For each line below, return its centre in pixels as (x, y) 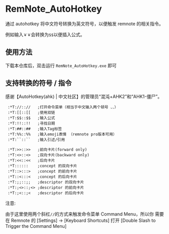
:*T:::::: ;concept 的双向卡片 (43, 166)
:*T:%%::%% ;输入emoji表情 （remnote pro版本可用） (62, 134)
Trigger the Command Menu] (36, 226)
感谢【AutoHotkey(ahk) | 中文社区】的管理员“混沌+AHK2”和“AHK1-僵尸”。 (84, 96)
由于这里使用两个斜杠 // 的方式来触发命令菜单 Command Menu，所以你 (80, 214)
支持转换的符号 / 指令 (39, 83)
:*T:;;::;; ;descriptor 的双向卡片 (46, 182)
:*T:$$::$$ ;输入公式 (31, 118)
